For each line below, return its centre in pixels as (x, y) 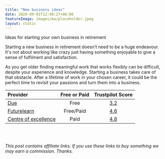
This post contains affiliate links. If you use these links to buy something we (82, 146)
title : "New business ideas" (35, 10)
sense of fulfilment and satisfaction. (41, 58)
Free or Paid (75, 95)
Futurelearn (21, 111)
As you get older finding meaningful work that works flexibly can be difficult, (83, 67)
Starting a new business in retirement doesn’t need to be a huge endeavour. (82, 47)
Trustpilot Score (113, 95)
